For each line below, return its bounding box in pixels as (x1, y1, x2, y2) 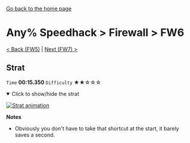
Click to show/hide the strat (11, 90, 79, 97)
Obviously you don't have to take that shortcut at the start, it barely (14, 125, 180, 132)
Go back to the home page (6, 5, 72, 12)
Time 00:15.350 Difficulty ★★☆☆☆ (6, 79, 101, 86)
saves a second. (14, 131, 55, 138)
